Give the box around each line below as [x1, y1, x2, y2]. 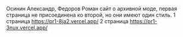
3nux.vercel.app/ [6, 24, 48, 31]
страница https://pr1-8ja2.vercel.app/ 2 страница [6, 18, 129, 24]
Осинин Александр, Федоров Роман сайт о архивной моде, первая [6, 5, 177, 12]
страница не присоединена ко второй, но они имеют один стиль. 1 [6, 11, 176, 18]
